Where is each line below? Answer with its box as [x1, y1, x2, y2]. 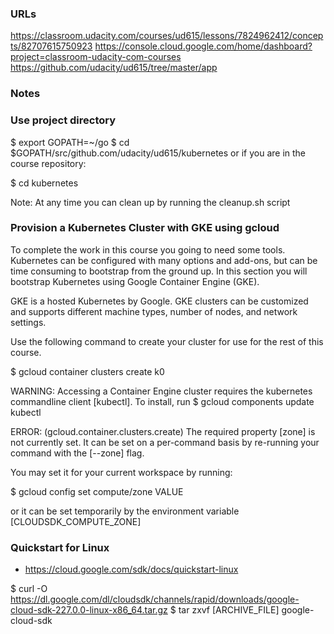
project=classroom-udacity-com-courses [10, 51, 182, 63]
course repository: [10, 157, 87, 169]
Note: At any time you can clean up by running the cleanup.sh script [10, 196, 291, 208]
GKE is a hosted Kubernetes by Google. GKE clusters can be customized [10, 295, 309, 307]
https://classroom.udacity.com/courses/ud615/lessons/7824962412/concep [10, 30, 324, 42]
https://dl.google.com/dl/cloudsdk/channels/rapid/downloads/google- [10, 593, 300, 606]
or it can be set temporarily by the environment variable [10, 505, 240, 517]
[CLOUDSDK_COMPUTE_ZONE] [10, 515, 142, 527]
